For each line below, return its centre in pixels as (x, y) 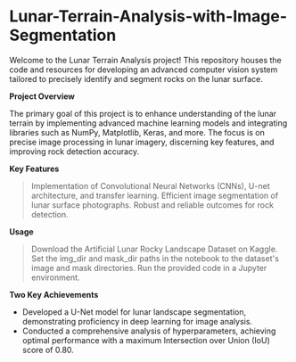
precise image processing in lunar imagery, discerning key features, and (142, 142)
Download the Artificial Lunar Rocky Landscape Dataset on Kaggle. (154, 249)
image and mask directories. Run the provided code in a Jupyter (149, 267)
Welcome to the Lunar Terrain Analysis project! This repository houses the (146, 60)
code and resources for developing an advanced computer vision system (144, 70)
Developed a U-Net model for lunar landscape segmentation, (134, 312)
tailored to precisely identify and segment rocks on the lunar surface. (136, 78)
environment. (55, 277)
